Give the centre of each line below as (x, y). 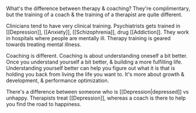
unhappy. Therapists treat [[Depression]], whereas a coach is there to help (96, 98)
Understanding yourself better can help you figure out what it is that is (91, 68)
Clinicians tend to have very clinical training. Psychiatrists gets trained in (93, 26)
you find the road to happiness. (44, 104)
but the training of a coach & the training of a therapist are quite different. (94, 15)
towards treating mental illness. (44, 44)
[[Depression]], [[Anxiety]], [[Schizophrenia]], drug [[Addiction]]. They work (97, 32)
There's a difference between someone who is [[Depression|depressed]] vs (97, 92)
